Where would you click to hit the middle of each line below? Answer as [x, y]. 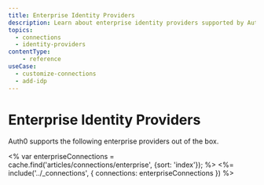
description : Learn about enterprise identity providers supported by [126, 23]
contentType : [29, 52]
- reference [42, 60]
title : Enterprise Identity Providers [71, 15]
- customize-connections [56, 74]
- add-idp [31, 81]
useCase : [22, 67]
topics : [21, 30]
